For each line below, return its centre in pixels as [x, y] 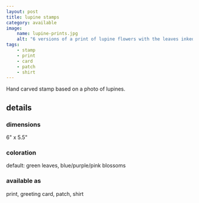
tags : [13, 45]
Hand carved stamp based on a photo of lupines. [66, 89]
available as [24, 181]
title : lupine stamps [33, 17]
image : [14, 28]
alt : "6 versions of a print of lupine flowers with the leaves [98, 39]
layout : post [22, 12]
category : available [32, 22]
